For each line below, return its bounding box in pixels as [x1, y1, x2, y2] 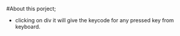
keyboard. [15, 23, 41, 30]
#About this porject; [6, 5, 56, 12]
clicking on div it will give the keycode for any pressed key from [15, 17, 175, 23]
